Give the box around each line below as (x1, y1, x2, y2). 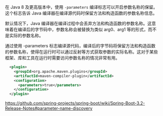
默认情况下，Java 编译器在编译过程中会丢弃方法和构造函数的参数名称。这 (5, 21, 152, 26)
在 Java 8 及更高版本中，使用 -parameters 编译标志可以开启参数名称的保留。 (5, 4, 158, 10)
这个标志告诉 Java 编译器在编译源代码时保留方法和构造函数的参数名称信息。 (5, 10, 158, 16)
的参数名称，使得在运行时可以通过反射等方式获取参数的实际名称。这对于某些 (5, 49, 158, 55)
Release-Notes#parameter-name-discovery (5, 105, 93, 111)
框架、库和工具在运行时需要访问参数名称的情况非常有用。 (5, 55, 120, 60)
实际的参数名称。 (9, 33, 44, 38)
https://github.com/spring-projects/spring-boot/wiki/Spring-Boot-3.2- (5, 101, 145, 106)
